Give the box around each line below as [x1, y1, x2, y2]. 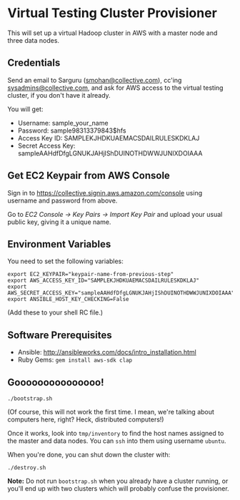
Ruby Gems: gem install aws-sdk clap [17, 355, 133, 364]
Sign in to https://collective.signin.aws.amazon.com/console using [7, 188, 203, 197]
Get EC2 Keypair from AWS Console [7, 170, 170, 182]
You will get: [7, 105, 44, 113]
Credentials [7, 57, 61, 69]
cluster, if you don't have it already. [7, 91, 111, 99]
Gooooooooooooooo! [7, 376, 105, 388]
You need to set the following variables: [7, 257, 124, 265]
